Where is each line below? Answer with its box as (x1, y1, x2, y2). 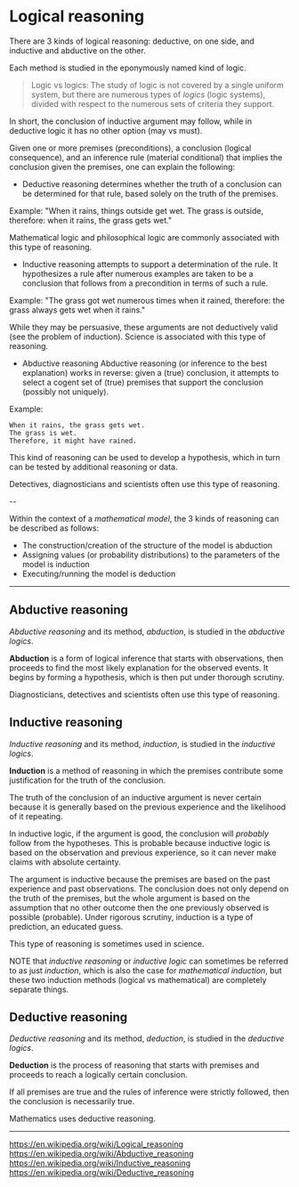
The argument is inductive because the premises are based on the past (9, 874, 271, 884)
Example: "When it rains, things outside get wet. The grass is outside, (9, 205, 264, 215)
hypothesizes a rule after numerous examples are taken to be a (21, 268, 254, 279)
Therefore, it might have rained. (9, 436, 138, 445)
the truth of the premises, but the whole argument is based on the (9, 892, 251, 903)
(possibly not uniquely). (21, 386, 109, 397)
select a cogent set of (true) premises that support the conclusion (21, 377, 264, 387)
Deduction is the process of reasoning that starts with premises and (9, 1060, 260, 1070)
